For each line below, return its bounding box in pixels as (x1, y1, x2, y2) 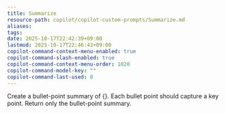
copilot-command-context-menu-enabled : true (7, 48, 136, 55)
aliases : (7, 23, 32, 29)
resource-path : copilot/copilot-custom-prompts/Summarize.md (7, 16, 186, 23)
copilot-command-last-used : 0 (7, 73, 94, 81)
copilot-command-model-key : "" (7, 67, 97, 74)
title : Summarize (7, 10, 57, 17)
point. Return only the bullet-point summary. (7, 100, 132, 108)
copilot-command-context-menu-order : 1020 (7, 61, 130, 68)
